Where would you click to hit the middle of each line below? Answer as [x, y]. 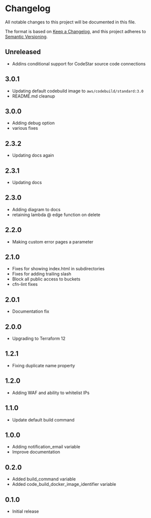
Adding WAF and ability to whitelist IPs [51, 393]
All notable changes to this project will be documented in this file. [71, 22]
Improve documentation [36, 452]
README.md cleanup [33, 96]
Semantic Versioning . [26, 37]
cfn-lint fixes [25, 284]
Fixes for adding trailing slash [42, 274]
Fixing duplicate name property [44, 365]
